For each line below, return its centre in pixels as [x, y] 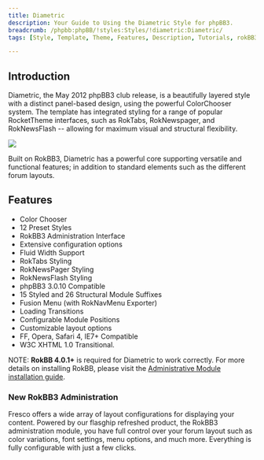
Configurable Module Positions [70, 319]
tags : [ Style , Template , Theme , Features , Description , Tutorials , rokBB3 [133, 37]
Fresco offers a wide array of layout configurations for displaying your [121, 414]
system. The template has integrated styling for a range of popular [115, 112]
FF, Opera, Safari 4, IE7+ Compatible [79, 336]
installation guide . [37, 377]
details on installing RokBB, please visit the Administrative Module [115, 368]
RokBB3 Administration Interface [72, 236]
